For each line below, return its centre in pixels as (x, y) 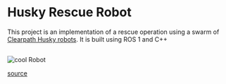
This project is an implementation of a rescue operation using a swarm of (113, 32)
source (18, 73)
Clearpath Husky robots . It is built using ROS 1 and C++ (87, 39)
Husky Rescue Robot (69, 12)
